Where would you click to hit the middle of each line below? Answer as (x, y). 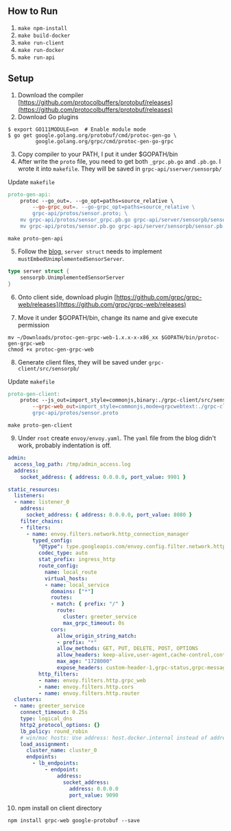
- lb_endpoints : (56, 763)
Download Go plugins (48, 116)
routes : (62, 598)
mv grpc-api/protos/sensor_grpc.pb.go (75, 220)
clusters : (28, 699)
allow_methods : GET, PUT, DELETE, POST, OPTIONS (127, 649)
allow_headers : (78, 655)
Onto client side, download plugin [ (67, 297)
